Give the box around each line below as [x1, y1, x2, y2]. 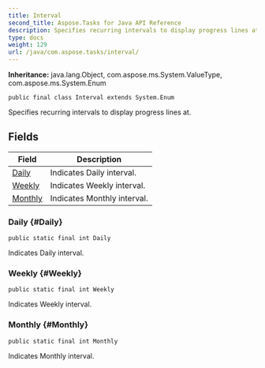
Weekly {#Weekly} [8, 268, 83, 279]
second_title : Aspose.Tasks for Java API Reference [8, 19, 181, 27]
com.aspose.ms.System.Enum [8, 78, 106, 88]
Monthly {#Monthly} [8, 319, 89, 330]
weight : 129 [8, 41, 47, 49]
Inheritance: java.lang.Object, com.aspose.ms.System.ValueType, [8, 70, 222, 79]
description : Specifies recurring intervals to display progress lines [8, 26, 248, 34]
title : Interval [8, 11, 62, 20]
